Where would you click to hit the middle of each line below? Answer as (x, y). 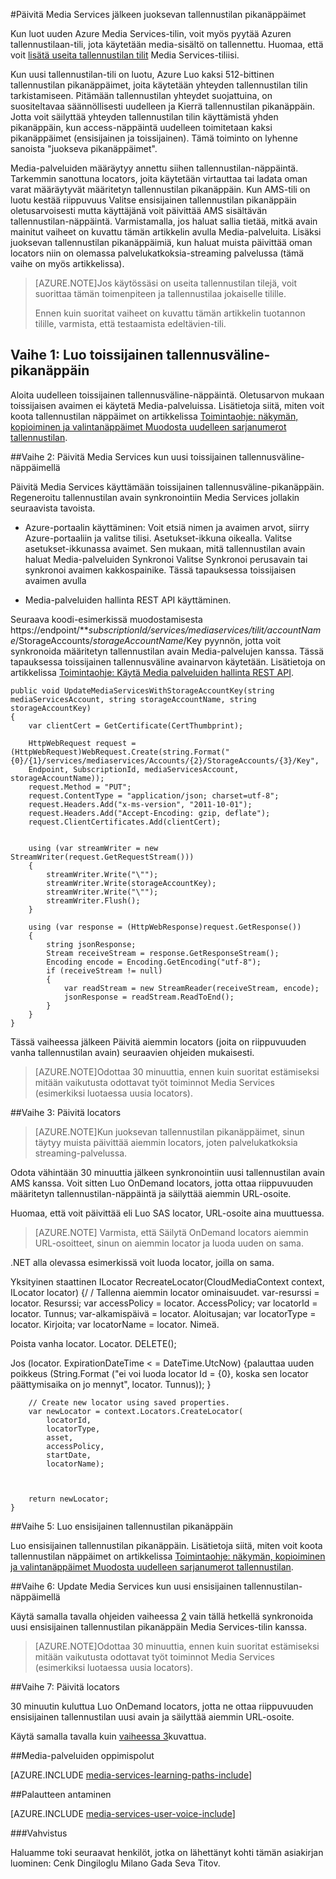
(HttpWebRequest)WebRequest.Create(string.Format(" (120, 752)
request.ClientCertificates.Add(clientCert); (125, 822)
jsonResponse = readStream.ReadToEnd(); (149, 997)
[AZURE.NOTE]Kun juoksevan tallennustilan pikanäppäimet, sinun (169, 1131)
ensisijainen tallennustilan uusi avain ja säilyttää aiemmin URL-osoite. (152, 1716)
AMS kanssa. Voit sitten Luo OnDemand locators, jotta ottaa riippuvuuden (162, 1183)
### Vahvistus (39, 1833)
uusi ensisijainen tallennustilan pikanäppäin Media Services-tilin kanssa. (158, 1626)
